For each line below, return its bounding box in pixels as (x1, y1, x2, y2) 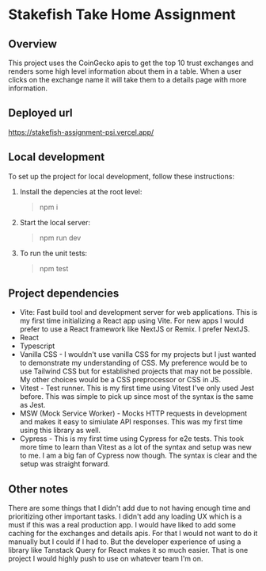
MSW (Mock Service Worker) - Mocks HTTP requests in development (19, 408, 248, 418)
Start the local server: (19, 217, 91, 227)
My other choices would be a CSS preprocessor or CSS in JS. (19, 375, 222, 385)
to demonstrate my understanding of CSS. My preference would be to (19, 358, 248, 368)
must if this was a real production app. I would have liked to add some (8, 520, 236, 530)
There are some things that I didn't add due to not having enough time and (8, 504, 251, 513)
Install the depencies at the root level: (19, 186, 142, 196)
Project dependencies (8, 287, 120, 301)
